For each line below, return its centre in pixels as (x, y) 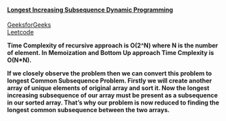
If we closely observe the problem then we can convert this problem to (110, 74)
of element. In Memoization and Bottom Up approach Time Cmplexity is (111, 53)
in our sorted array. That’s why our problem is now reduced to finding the (113, 102)
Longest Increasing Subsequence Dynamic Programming (90, 10)
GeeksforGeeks (29, 25)
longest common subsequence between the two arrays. (88, 110)
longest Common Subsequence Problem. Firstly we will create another (110, 81)
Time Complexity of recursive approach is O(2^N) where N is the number (113, 45)
